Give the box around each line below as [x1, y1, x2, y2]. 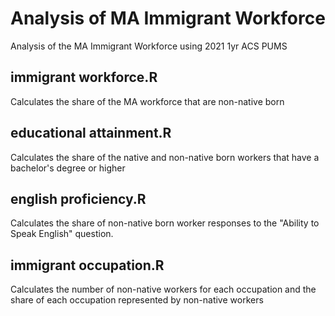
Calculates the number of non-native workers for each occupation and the [10, 283, 317, 296]
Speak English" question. [10, 228, 114, 240]
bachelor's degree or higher [10, 162, 126, 174]
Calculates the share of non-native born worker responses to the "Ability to [10, 217, 320, 229]
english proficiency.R [10, 190, 147, 207]
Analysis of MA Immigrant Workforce [10, 7, 326, 30]
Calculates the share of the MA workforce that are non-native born [10, 95, 285, 107]
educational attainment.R [10, 125, 172, 142]
